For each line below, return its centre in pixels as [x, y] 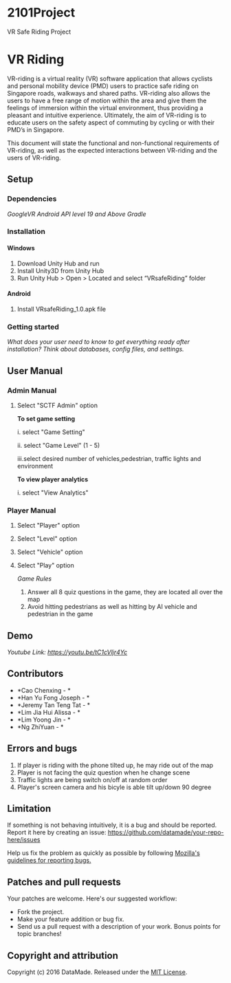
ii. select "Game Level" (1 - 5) [58, 445]
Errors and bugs [42, 749]
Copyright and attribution [63, 955]
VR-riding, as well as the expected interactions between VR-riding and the [112, 150]
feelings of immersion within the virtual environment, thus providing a [105, 107]
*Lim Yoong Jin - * [44, 720]
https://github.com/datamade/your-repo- [166, 832]
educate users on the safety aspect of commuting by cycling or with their [111, 122]
